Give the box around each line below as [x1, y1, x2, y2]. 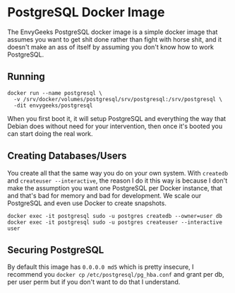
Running [7, 71, 46, 83]
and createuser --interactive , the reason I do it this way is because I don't [7, 176, 228, 185]
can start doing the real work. [7, 129, 93, 138]
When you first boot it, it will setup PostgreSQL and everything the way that [7, 114, 227, 122]
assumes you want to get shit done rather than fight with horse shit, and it [7, 35, 222, 43]
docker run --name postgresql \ [7, 89, 102, 96]
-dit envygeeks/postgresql [13, 102, 93, 109]
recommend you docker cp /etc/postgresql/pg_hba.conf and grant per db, [7, 270, 224, 279]
